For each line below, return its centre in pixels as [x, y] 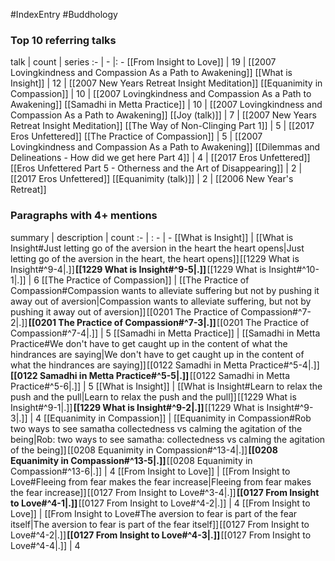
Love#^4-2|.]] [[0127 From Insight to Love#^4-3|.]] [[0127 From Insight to [161, 535]
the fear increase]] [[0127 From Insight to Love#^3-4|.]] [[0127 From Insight [165, 492]
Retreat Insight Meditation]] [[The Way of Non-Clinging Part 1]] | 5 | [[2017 [162, 126]
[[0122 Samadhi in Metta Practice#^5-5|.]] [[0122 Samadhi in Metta [150, 375]
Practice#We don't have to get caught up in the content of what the [149, 343]
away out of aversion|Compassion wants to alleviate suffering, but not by [161, 301]
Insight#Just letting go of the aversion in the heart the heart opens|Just [157, 248]
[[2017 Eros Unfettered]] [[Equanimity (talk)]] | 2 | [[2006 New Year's [152, 179]
